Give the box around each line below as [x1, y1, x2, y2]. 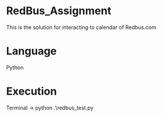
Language [6, 44, 57, 58]
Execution [6, 84, 57, 98]
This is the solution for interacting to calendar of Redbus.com [6, 24, 157, 31]
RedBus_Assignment [6, 4, 111, 18]
